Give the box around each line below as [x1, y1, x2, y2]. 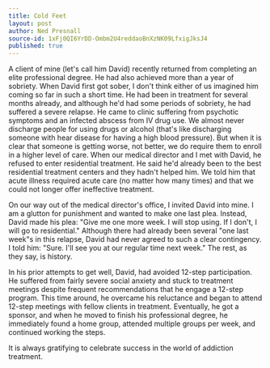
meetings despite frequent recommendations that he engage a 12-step [8, 285, 244, 294]
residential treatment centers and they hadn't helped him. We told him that [8, 167, 256, 177]
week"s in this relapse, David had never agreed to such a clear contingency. [8, 235, 262, 244]
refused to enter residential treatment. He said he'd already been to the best [8, 159, 262, 168]
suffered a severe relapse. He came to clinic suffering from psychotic [8, 107, 239, 117]
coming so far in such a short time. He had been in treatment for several [8, 90, 248, 99]
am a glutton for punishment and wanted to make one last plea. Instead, [8, 209, 247, 218]
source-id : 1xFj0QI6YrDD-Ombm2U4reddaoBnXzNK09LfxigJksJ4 [8, 34, 208, 43]
